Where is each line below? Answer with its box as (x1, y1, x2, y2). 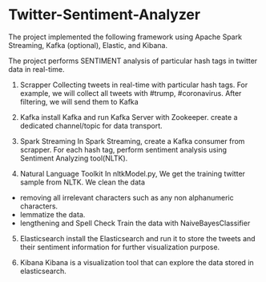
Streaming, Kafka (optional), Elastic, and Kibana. (8, 40, 168, 50)
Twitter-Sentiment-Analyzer (8, 6, 201, 24)
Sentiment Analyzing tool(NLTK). (19, 153, 128, 163)
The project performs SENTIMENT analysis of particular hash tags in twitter (8, 56, 258, 66)
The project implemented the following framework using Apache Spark (8, 32, 243, 42)
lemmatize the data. (19, 209, 86, 219)
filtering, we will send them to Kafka (19, 97, 139, 106)
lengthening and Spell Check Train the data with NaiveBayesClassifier (19, 218, 251, 228)
